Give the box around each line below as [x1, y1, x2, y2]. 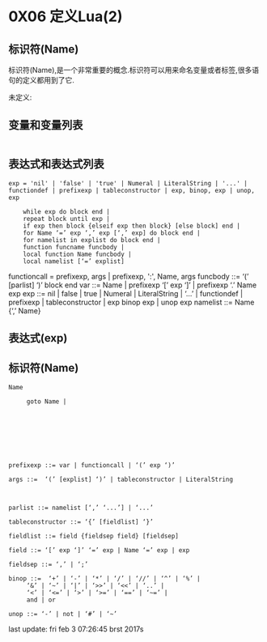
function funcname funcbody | [23, 243, 125, 251]
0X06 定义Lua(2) [8, 7, 123, 26]
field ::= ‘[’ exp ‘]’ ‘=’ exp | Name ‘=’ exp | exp [8, 546, 190, 555]
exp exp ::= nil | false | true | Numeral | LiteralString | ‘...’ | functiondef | [8, 288, 244, 298]
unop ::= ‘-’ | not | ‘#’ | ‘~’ [8, 610, 117, 618]
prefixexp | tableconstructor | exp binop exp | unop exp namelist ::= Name [8, 297, 255, 307]
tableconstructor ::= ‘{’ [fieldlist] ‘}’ [8, 517, 154, 526]
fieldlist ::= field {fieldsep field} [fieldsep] [8, 532, 180, 540]
